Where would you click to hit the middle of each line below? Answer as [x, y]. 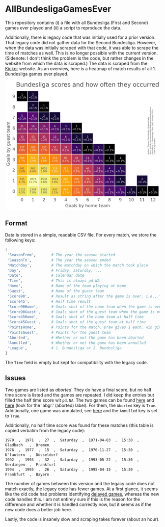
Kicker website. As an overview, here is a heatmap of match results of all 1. [81, 68]
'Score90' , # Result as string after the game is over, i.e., [82, 296]
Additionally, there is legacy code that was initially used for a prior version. [80, 37]
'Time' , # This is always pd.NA [53, 281]
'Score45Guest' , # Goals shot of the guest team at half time [77, 322]
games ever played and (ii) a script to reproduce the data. [63, 27]
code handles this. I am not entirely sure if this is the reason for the [73, 500]
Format [16, 223]
